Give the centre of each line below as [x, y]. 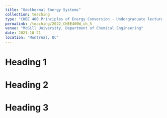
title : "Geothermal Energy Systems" [43, 10]
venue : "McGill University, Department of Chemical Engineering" [74, 28]
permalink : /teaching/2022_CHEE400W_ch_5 [49, 24]
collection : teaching [28, 14]
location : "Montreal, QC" [32, 38]
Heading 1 [26, 62]
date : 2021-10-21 [23, 33]
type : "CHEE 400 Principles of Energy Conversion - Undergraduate [75, 19]
